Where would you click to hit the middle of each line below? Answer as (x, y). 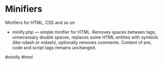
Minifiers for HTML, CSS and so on (40, 22)
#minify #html (19, 57)
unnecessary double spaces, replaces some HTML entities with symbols (85, 37)
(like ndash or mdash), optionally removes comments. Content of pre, (82, 42)
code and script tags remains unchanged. (54, 47)
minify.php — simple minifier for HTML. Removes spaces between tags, (84, 32)
